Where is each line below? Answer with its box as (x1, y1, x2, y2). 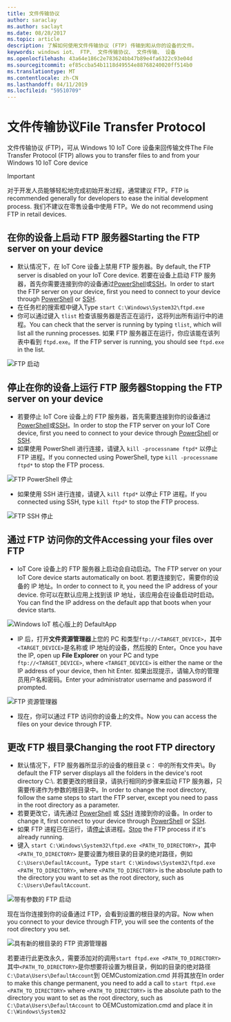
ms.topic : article (7, 36, 60, 43)
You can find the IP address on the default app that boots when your (17, 598, 212, 606)
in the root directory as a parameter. (17, 801, 120, 810)
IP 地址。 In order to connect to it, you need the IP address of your (30, 582, 218, 590)
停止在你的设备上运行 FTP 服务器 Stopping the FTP (7, 382, 223, 394)
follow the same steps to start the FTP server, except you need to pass (17, 794, 219, 802)
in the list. (17, 345, 46, 354)
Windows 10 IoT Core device (7, 158, 88, 167)
